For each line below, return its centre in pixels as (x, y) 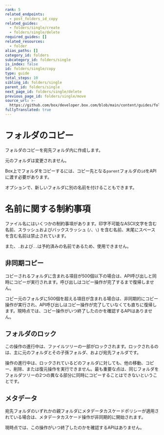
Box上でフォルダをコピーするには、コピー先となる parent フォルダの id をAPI (81, 171)
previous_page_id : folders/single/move (46, 96)
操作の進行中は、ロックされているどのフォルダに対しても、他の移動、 (75, 363)
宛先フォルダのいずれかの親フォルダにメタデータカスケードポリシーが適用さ (82, 411)
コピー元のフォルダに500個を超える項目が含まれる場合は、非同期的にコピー (82, 298)
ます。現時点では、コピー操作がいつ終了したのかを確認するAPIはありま (77, 311)
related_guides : (21, 23)
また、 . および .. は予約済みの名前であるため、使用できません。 (68, 246)
